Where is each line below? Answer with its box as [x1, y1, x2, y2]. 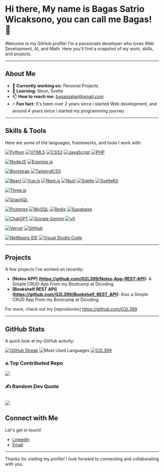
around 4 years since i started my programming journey [12, 108, 124, 114]
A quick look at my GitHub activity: [5, 338, 75, 344]
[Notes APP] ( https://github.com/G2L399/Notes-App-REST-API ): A [12, 276, 152, 282]
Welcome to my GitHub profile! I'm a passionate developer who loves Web [5, 40, 154, 46]
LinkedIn [12, 436, 30, 442]
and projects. [5, 50, 32, 57]
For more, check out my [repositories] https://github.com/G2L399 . [5, 306, 139, 312]
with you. [5, 461, 23, 467]
